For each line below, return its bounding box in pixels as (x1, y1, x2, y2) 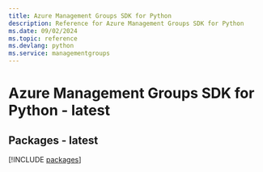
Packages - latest (8, 133, 99, 147)
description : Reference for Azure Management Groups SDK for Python (8, 19, 244, 27)
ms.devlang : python (8, 42, 74, 50)
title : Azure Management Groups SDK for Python (8, 11, 172, 20)
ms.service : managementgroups (8, 49, 111, 57)
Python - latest (8, 102, 111, 120)
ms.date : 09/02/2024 (8, 27, 78, 35)
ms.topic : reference (8, 34, 78, 43)
